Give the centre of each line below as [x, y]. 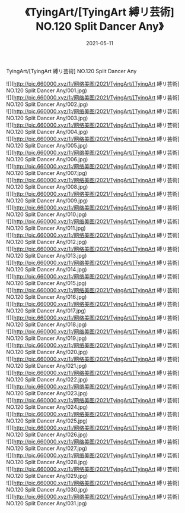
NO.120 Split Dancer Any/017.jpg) [46, 311]
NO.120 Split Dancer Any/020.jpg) [47, 352]
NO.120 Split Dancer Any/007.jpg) [47, 173]
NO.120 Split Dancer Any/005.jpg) [47, 145]
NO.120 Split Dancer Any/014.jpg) [47, 269]
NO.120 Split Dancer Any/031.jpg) [47, 503]
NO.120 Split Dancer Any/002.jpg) [47, 104]
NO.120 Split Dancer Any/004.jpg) [47, 132]
